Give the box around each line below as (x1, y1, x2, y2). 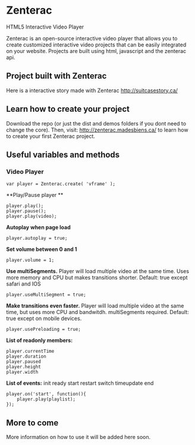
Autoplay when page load (6, 224, 71, 231)
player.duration (6, 353, 46, 360)
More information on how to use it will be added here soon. (6, 434, 151, 441)
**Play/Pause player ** (6, 192, 64, 199)
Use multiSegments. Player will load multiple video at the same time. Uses (6, 268, 189, 275)
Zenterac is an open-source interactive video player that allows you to (6, 35, 178, 42)
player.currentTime (6, 349, 55, 355)
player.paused (6, 359, 42, 365)
